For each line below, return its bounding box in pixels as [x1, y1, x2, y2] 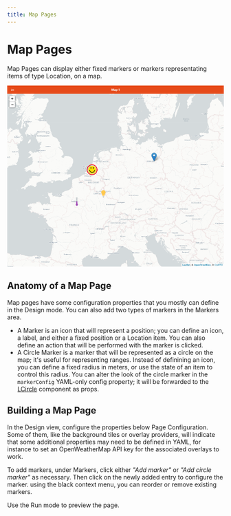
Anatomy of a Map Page [7, 280, 112, 292]
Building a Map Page [7, 405, 97, 416]
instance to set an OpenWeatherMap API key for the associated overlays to [7, 444, 220, 453]
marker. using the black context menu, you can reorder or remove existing [7, 480, 217, 488]
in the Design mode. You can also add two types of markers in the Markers [7, 305, 219, 314]
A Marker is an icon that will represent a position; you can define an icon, [16, 326, 224, 334]
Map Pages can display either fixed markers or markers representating [7, 64, 208, 72]
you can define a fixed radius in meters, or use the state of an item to [16, 363, 213, 371]
